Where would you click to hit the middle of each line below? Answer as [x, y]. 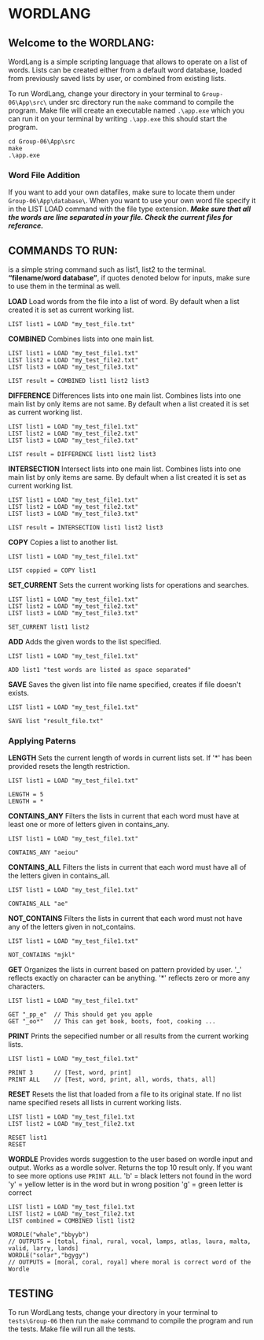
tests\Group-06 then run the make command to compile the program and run [131, 1321]
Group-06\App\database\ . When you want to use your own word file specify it [132, 201]
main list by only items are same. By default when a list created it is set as [127, 477]
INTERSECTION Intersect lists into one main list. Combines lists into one [125, 469]
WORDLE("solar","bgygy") [49, 1256]
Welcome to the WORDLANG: [81, 43]
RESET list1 [27, 1138]
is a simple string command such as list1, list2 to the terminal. [107, 269]
